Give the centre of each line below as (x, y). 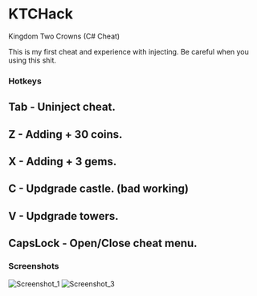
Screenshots (34, 266)
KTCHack (41, 14)
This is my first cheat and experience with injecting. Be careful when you (128, 51)
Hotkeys (25, 81)
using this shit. (33, 60)
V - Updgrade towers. (63, 216)
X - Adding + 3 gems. (63, 162)
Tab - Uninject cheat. (62, 107)
